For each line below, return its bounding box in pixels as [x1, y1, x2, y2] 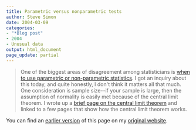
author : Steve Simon [6, 14, 57, 20]
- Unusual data [6, 42, 43, 47]
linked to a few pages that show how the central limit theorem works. [20, 105, 187, 112]
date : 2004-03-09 [6, 19, 49, 25]
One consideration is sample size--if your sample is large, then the [20, 87, 182, 94]
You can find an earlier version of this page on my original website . [6, 117, 168, 124]
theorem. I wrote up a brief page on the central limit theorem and [20, 99, 177, 106]
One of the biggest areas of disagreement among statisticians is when [20, 68, 191, 75]
